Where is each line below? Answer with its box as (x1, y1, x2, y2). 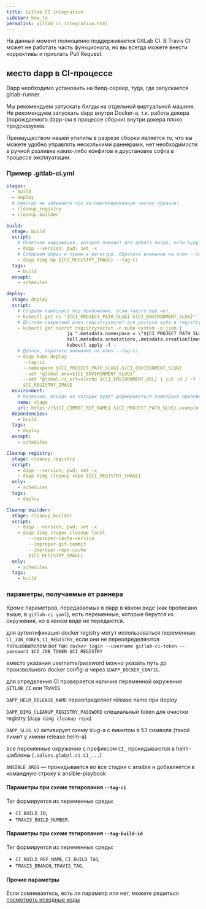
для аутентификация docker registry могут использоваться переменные (6, 629, 196, 636)
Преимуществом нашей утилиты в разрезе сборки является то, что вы (6, 134, 193, 142)
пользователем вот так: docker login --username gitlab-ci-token (6, 642, 177, 649)
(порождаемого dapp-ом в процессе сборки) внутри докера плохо (6, 116, 183, 123)
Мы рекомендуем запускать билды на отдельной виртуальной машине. (6, 103, 195, 110)
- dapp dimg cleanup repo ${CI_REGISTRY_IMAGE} (17, 473, 141, 479)
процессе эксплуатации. (6, 154, 71, 161)
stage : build (12, 228, 45, 234)
